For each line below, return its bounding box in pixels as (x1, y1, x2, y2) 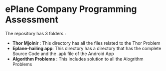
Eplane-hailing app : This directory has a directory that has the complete (12, 45, 162, 51)
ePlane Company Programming (5, 3, 137, 15)
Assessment (5, 14, 58, 25)
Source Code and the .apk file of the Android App (12, 51, 114, 57)
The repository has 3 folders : (5, 30, 66, 36)
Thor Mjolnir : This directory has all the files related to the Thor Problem (12, 40, 161, 46)
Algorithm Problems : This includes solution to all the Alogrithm (12, 56, 144, 62)
